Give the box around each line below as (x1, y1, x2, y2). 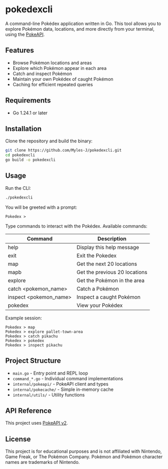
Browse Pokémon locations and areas (12, 60, 92, 66)
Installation (5, 124, 42, 133)
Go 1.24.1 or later (12, 110, 48, 116)
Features (5, 46, 34, 55)
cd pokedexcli (5, 153, 36, 158)
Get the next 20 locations (76, 260, 137, 267)
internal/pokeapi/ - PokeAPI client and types (12, 381, 108, 387)
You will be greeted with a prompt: (5, 204, 77, 210)
